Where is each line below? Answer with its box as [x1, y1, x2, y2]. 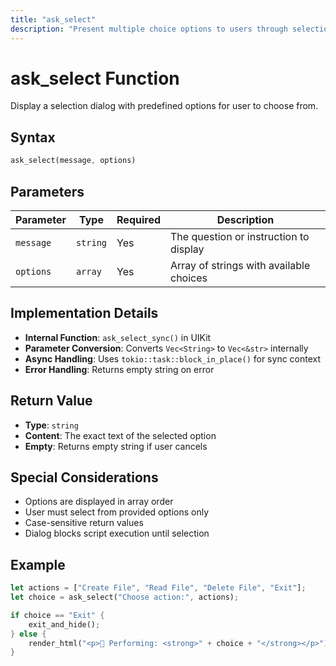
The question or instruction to [170, 229, 310, 243]
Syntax [10, 129, 56, 146]
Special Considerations [10, 469, 159, 486]
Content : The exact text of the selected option [24, 429, 217, 441]
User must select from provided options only [24, 506, 210, 518]
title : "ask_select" [10, 14, 97, 25]
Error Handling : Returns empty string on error [24, 363, 215, 375]
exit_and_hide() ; [28, 619, 101, 630]
